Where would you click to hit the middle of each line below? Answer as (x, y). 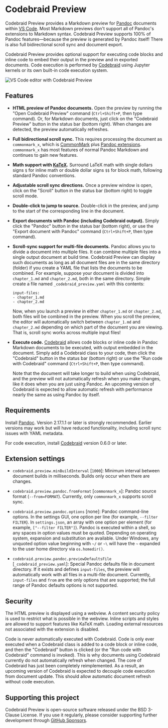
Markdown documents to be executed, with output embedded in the (83, 347)
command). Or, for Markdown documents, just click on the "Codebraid (85, 119)
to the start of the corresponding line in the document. (68, 211)
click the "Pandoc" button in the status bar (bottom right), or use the (83, 226)
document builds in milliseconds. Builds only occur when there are (81, 476)
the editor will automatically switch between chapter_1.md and (76, 322)
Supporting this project (42, 698)
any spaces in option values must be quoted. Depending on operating (85, 533)
